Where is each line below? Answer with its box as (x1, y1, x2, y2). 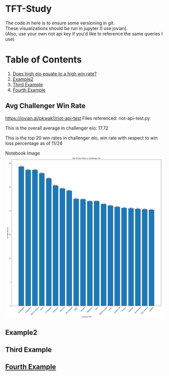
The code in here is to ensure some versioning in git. (5, 20, 115, 26)
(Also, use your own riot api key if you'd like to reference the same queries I (5, 30, 163, 37)
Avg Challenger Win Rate (5, 102, 86, 110)
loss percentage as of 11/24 (5, 140, 63, 146)
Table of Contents (5, 54, 82, 66)
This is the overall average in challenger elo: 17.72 (5, 125, 109, 131)
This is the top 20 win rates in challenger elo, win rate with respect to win (5, 135, 158, 141)
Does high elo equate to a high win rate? (12, 71, 97, 77)
